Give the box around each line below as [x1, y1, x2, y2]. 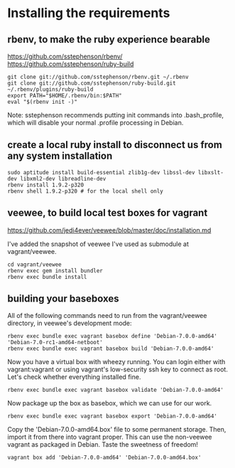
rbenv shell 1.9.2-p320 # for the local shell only [7, 187, 163, 195]
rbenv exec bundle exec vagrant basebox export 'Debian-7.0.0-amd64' [7, 413, 218, 420]
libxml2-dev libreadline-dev [20, 175, 106, 182]
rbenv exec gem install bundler [7, 267, 103, 275]
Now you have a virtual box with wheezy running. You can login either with [7, 358, 226, 366]
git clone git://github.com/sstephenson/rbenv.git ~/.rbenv [7, 73, 190, 80]
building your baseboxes [7, 293, 119, 305]
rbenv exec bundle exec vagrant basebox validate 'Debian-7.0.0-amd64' [7, 386, 224, 394]
